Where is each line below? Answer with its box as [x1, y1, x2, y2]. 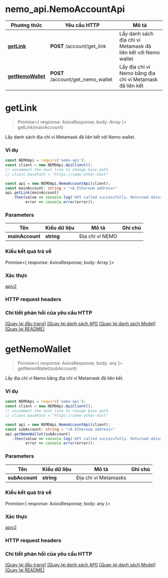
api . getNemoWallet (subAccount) [5, 431, 70, 437]
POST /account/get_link [49, 43, 106, 50]
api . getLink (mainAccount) [5, 190, 59, 195]
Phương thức [10, 22, 42, 29]
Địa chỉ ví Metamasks [76, 474, 126, 481]
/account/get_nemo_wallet [49, 76, 112, 83]
